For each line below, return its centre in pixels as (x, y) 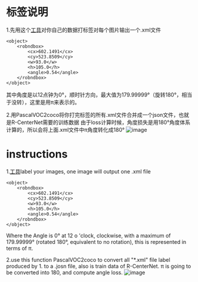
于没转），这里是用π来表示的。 (43, 102)
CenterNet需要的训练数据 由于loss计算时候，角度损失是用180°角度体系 (104, 122)
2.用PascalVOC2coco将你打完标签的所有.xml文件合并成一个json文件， (92, 114)
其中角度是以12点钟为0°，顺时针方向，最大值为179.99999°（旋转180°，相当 (99, 94)
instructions (37, 154)
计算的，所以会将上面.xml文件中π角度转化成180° (66, 129)
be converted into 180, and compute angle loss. (65, 272)
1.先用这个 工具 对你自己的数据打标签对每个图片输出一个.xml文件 (84, 30)
